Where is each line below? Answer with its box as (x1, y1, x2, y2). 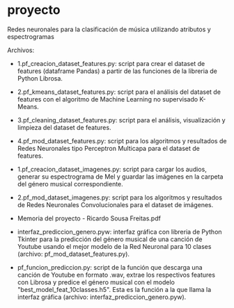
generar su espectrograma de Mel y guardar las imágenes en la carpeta (17, 172, 224, 181)
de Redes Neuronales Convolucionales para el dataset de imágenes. (17, 200, 214, 209)
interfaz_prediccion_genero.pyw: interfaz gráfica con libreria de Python (17, 227, 222, 236)
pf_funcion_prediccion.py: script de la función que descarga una (17, 263, 203, 271)
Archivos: (7, 46, 35, 54)
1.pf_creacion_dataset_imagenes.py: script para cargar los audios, (17, 165, 207, 173)
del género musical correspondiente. (17, 179, 123, 188)
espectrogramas (7, 32, 54, 40)
